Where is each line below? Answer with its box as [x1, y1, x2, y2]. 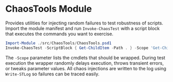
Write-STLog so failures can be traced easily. [5, 71, 99, 77]
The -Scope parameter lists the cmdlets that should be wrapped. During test [5, 54, 166, 61]
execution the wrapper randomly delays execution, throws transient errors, [5, 60, 164, 66]
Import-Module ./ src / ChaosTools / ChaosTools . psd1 [5, 40, 112, 46]
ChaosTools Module [5, 3, 92, 15]
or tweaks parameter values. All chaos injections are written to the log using [5, 65, 166, 71]
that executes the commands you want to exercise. [5, 31, 114, 37]
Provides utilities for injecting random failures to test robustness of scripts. [5, 20, 164, 26]
